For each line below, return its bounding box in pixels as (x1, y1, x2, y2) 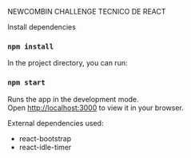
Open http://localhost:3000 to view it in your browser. (7, 103, 185, 113)
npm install (7, 41, 54, 51)
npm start (7, 78, 46, 87)
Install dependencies (7, 22, 77, 31)
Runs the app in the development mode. (7, 94, 139, 104)
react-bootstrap (18, 133, 72, 143)
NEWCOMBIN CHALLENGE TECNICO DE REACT (7, 7, 166, 16)
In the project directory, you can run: (7, 58, 128, 68)
